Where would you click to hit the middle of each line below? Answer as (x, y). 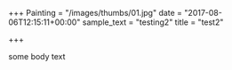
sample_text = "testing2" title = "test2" (153, 22)
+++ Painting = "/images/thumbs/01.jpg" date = (96, 13)
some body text (37, 56)
